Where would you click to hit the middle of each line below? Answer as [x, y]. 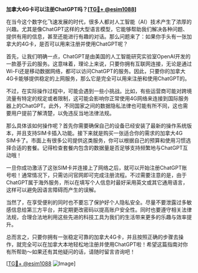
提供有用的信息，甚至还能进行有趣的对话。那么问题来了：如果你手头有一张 [96, 37]
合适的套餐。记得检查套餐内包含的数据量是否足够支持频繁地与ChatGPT [97, 148]
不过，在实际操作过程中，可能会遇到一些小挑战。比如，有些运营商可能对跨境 [99, 91]
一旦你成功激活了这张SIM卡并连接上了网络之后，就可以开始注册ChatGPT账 [97, 168]
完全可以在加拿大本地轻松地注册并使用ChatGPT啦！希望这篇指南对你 [105, 244]
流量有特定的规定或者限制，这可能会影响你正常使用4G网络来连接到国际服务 [98, 98]
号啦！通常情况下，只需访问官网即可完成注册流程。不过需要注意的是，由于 [96, 175]
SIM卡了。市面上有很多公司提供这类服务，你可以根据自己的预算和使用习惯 [96, 140]
